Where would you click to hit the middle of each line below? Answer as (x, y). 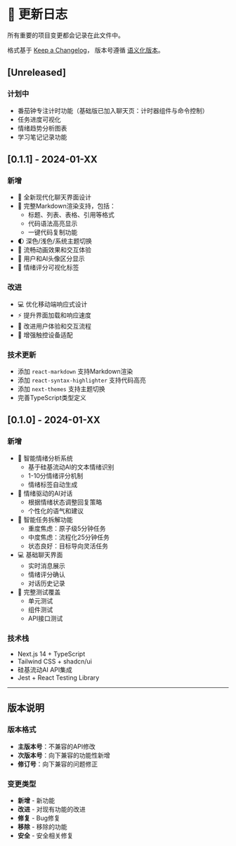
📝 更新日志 (38, 14)
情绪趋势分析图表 (42, 128)
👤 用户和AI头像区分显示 (51, 259)
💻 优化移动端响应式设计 (52, 304)
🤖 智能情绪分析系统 (45, 458)
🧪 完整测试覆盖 (39, 592)
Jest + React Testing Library (58, 678)
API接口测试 (45, 618)
